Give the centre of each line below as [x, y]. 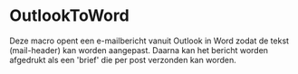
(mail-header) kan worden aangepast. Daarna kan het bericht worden [139, 50]
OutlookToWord [69, 16]
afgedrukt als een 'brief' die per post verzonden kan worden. [123, 60]
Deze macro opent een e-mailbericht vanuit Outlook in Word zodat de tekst [149, 41]
